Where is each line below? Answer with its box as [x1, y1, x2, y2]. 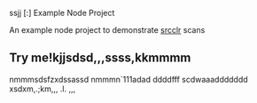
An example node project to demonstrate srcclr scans [9, 25, 206, 35]
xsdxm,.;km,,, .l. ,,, [9, 83, 76, 94]
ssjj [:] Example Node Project [9, 8, 115, 18]
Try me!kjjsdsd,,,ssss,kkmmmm [9, 51, 191, 66]
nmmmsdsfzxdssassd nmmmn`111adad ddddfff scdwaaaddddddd [9, 74, 248, 84]
